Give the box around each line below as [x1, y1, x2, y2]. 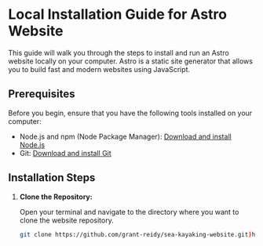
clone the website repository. [19, 215, 114, 225]
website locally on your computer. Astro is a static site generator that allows [8, 56, 254, 66]
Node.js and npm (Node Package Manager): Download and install [19, 132, 232, 141]
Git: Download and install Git [19, 148, 111, 157]
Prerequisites [8, 88, 75, 101]
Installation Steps [8, 171, 96, 185]
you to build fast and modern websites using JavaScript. [8, 64, 191, 74]
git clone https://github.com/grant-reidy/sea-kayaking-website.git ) [19, 230, 253, 238]
